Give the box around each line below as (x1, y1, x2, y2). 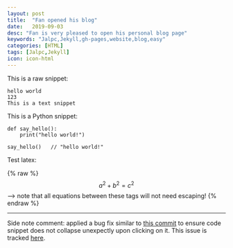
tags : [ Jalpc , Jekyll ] (7, 49, 70, 56)
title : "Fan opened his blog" (7, 17, 98, 24)
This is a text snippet (7, 100, 76, 107)
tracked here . (7, 233, 46, 242)
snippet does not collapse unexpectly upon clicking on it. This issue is (7, 227, 207, 235)
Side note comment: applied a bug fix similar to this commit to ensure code (7, 219, 222, 227)
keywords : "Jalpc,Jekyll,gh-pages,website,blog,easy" (7, 36, 166, 43)
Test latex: (7, 155, 37, 163)
